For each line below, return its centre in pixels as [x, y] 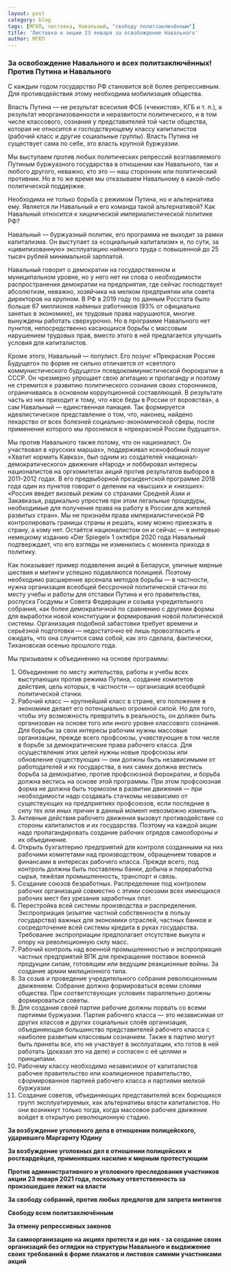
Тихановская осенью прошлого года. [62, 646]
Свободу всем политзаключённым [61, 1213]
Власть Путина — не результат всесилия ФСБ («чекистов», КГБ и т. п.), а [115, 107]
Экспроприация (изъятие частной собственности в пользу [104, 913]
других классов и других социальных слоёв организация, [102, 1022]
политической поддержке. [47, 186]
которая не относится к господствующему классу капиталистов [102, 129]
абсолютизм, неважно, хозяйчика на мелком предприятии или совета [111, 292]
